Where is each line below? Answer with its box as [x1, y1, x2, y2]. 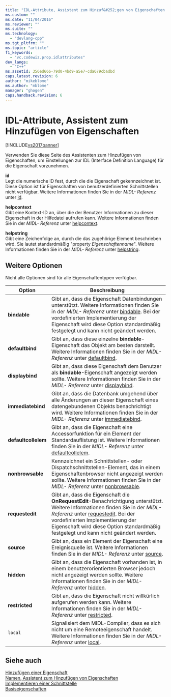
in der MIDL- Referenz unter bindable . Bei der [51, 308, 160, 315]
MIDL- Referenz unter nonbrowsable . [51, 483, 141, 490]
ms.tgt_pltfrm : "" [5, 41, 44, 46]
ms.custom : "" [5, 12, 36, 17]
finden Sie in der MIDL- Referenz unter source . [51, 550, 163, 558]
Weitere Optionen [5, 261, 63, 270]
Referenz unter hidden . [51, 584, 106, 591]
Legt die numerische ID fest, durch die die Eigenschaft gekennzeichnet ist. [5, 178, 161, 184]
